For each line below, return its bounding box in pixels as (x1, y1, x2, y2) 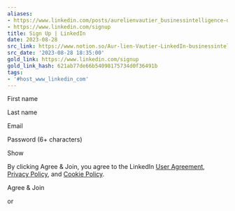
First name (7, 95, 38, 103)
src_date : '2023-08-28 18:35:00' (7, 50, 105, 57)
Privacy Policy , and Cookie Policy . (7, 170, 105, 179)
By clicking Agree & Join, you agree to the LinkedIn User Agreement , (7, 163, 205, 171)
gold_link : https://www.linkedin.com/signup (7, 56, 139, 63)
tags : (7, 69, 23, 76)
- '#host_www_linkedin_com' (7, 75, 90, 83)
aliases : (7, 10, 33, 18)
